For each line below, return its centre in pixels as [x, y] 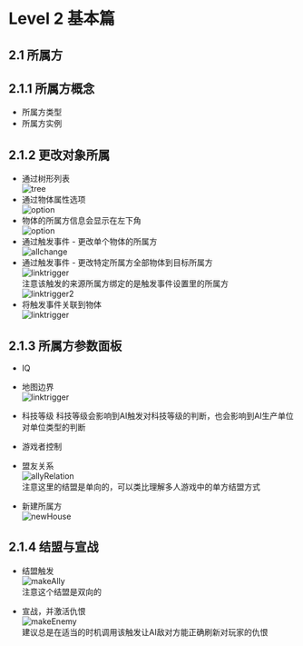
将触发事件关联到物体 [61, 304]
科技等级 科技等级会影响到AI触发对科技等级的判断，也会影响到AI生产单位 [157, 416]
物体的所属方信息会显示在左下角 [81, 221]
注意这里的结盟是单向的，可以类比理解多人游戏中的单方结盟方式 [141, 487]
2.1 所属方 [36, 55]
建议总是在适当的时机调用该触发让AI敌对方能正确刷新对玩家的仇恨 [145, 631]
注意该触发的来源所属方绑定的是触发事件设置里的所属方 [125, 283]
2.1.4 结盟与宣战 [54, 547]
